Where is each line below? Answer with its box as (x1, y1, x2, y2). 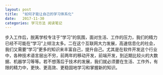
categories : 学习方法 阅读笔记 (5, 20, 63, 26)
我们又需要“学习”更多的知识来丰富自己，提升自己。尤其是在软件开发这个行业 (5, 46, 158, 52)
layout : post (5, 7, 32, 12)
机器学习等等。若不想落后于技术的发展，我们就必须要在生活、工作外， (13, 59, 154, 64)
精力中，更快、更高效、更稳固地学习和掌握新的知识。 (13, 65, 120, 71)
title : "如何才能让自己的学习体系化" (5, 12, 74, 16)
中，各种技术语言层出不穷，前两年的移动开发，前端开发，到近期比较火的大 (5, 53, 154, 59)
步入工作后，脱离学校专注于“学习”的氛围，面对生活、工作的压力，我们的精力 (5, 34, 158, 40)
